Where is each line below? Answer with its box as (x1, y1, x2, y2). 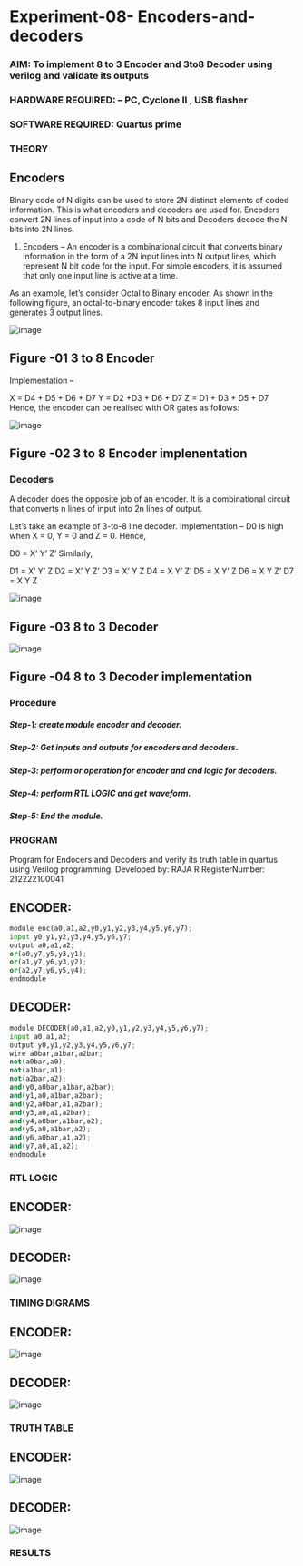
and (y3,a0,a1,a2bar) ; (9, 1108, 92, 1117)
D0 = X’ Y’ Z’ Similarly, (9, 548, 93, 559)
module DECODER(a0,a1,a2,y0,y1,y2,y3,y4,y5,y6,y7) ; (9, 1023, 209, 1033)
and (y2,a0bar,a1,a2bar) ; (9, 1100, 103, 1109)
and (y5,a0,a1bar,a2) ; (9, 1125, 92, 1134)
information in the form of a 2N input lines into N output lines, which (22, 250, 277, 261)
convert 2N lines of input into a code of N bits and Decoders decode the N (9, 213, 288, 224)
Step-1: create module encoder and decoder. (9, 719, 182, 729)
